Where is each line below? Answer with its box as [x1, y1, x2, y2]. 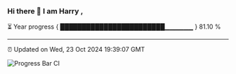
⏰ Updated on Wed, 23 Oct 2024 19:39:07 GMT [7, 45, 145, 54]
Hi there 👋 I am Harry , [7, 6, 84, 16]
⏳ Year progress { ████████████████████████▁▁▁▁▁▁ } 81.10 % [7, 22, 221, 31]
